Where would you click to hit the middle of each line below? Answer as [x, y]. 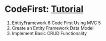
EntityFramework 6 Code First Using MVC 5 [56, 23]
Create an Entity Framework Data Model [53, 28]
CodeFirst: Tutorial [44, 9]
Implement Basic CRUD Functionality [49, 33]
